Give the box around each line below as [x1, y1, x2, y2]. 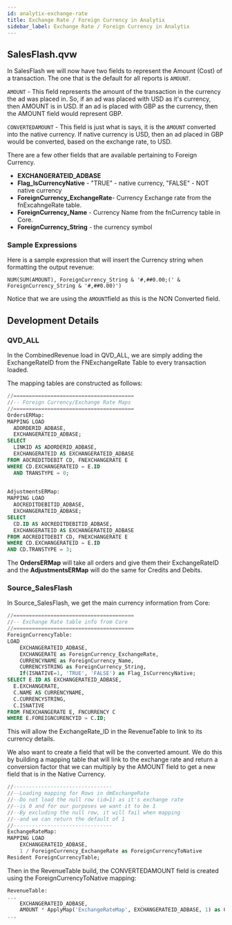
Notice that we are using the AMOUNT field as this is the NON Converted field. [7, 295, 220, 303]
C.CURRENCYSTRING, [13, 695, 67, 703]
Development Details [7, 315, 99, 327]
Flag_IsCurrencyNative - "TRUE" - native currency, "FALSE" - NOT [17, 179, 209, 187]
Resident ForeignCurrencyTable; [7, 854, 100, 861]
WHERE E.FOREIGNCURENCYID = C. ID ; [7, 715, 107, 722]
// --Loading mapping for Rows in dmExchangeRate [7, 790, 150, 797]
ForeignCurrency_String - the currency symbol [17, 223, 153, 231]
